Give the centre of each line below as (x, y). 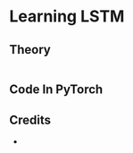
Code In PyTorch (56, 90)
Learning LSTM (67, 17)
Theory (30, 50)
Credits (30, 119)
